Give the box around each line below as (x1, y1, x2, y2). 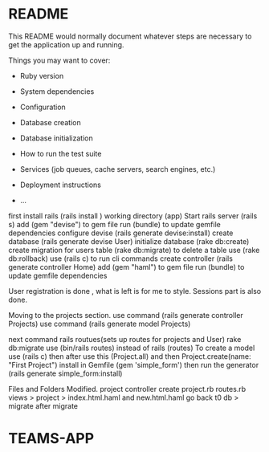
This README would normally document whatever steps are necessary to (8, 31, 252, 41)
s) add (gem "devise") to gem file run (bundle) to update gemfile (8, 219, 221, 229)
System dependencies (19, 86, 95, 96)
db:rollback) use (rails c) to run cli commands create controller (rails (8, 254, 233, 263)
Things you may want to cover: (8, 55, 111, 65)
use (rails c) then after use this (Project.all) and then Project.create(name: (8, 351, 251, 361)
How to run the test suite (19, 149, 102, 158)
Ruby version (19, 71, 64, 80)
